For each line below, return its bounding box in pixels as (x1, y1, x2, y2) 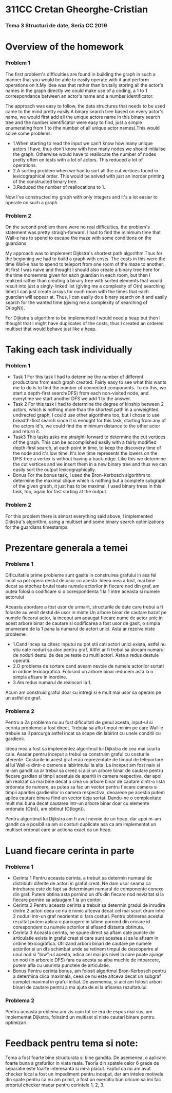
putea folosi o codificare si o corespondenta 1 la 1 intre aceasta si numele (5, 588, 160, 595)
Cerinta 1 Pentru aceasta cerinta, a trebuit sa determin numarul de (12, 874, 152, 881)
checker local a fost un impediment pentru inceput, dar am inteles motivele (5, 1071, 164, 1077)
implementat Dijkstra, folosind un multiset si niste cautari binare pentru (5, 1014, 155, 1020)
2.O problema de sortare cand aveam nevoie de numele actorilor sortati (12, 663, 164, 669)
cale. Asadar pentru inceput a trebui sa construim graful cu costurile (5, 751, 150, 757)
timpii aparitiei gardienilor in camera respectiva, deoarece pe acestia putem (5, 790, 165, 796)
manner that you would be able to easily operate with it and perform (5, 76, 149, 83)
